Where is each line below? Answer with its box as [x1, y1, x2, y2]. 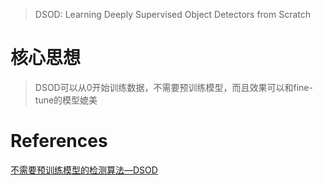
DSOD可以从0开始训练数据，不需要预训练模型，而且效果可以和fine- [34, 81, 313, 93]
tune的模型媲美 [34, 94, 98, 106]
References [10, 130, 108, 153]
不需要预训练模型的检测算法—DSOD [10, 164, 158, 176]
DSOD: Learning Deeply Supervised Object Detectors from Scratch [34, 9, 312, 20]
